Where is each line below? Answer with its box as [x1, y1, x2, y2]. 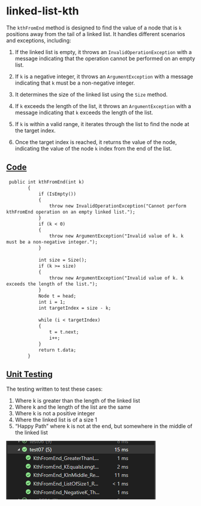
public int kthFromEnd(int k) [8, 179, 85, 185]
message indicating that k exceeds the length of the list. [14, 109, 154, 116]
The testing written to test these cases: [6, 385, 103, 393]
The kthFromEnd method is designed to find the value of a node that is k [6, 24, 182, 31]
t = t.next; [49, 329, 79, 335]
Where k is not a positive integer [14, 409, 95, 417]
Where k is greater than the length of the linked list [14, 397, 140, 404]
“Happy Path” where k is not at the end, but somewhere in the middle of [14, 422, 193, 430]
